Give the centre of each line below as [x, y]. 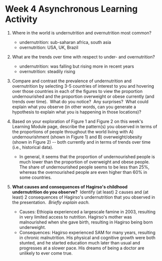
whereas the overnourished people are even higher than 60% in [83, 172]
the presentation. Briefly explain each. [51, 202]
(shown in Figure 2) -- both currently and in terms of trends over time [81, 142]
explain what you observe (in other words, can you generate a [74, 107]
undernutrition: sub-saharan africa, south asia [65, 42]
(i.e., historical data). [32, 147]
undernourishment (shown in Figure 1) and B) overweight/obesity [77, 137]
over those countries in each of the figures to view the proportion [77, 91]
